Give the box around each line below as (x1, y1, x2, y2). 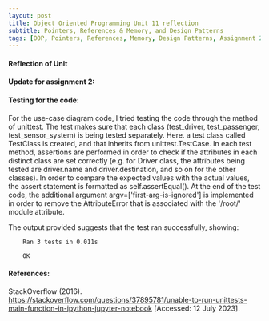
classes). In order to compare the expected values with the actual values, (8, 173, 250, 183)
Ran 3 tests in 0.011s (22, 238, 98, 246)
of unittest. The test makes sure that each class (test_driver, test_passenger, (8, 122, 260, 131)
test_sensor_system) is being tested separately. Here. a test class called (8, 130, 246, 140)
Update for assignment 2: (8, 77, 95, 86)
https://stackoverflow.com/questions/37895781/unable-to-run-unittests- (8, 295, 247, 304)
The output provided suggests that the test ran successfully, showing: (8, 222, 239, 232)
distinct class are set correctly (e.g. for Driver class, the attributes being (8, 155, 246, 165)
